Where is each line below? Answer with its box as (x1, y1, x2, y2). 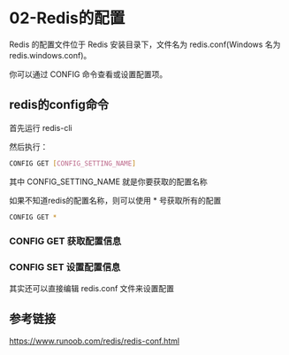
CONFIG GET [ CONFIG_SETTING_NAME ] (9, 158, 137, 168)
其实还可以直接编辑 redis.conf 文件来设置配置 (9, 282, 175, 293)
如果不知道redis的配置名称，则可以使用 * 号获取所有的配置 (9, 195, 222, 205)
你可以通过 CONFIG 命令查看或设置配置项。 (9, 68, 168, 80)
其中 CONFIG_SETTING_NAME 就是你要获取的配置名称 (9, 176, 208, 187)
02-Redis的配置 (9, 8, 125, 28)
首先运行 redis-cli (9, 122, 72, 133)
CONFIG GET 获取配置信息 (9, 235, 122, 248)
